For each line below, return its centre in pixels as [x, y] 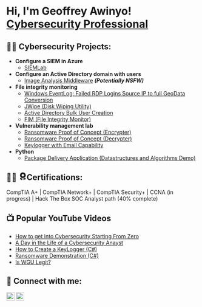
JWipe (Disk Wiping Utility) [58, 106]
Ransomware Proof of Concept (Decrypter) [78, 139]
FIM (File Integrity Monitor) [58, 119]
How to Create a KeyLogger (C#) [56, 249]
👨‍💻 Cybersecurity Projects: [59, 47]
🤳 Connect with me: [44, 281]
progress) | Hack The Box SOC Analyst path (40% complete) [82, 198]
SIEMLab [35, 67]
